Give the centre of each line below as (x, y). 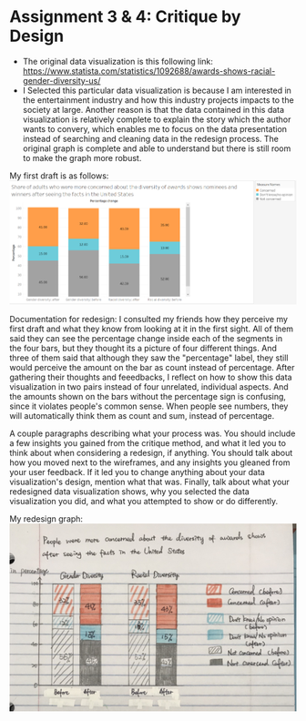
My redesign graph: (46, 518)
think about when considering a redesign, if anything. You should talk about (151, 452)
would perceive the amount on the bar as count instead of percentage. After (152, 367)
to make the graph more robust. (82, 157)
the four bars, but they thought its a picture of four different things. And (143, 348)
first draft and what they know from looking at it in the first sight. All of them (152, 329)
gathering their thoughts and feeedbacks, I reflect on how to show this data (151, 377)
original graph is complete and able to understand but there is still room (157, 148)
